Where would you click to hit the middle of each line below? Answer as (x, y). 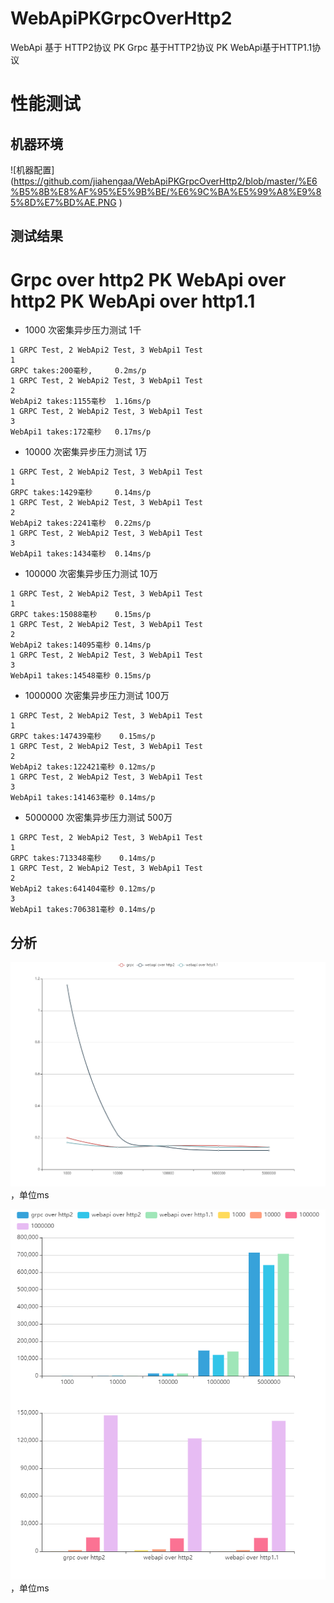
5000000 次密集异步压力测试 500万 (98, 818)
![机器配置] (32, 169)
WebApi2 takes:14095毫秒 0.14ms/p (81, 645)
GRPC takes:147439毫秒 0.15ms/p (83, 737)
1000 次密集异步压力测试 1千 (83, 330)
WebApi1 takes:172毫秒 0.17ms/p (81, 432)
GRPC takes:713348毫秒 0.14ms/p (83, 858)
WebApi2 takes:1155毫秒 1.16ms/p (81, 402)
